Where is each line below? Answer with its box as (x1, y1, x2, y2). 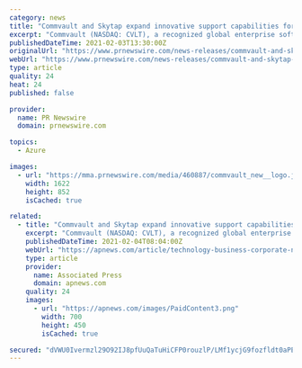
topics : (9, 138, 39, 147)
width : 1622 (25, 179, 70, 188)
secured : (9, 346, 42, 355)
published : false (9, 88, 75, 97)
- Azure (17, 146, 47, 156)
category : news (9, 13, 67, 22)
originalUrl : (9, 47, 58, 56)
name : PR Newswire (17, 113, 87, 122)
